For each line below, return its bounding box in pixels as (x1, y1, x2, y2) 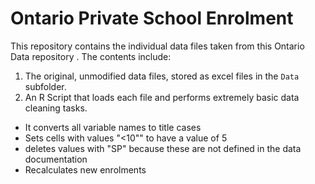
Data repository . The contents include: (10, 50, 172, 62)
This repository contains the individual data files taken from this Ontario (10, 40, 305, 52)
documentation (24, 153, 88, 165)
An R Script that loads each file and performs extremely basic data (24, 91, 300, 103)
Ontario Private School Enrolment (10, 7, 294, 30)
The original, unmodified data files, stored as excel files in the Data (24, 70, 300, 82)
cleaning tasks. (24, 102, 88, 114)
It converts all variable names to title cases (24, 121, 202, 133)
